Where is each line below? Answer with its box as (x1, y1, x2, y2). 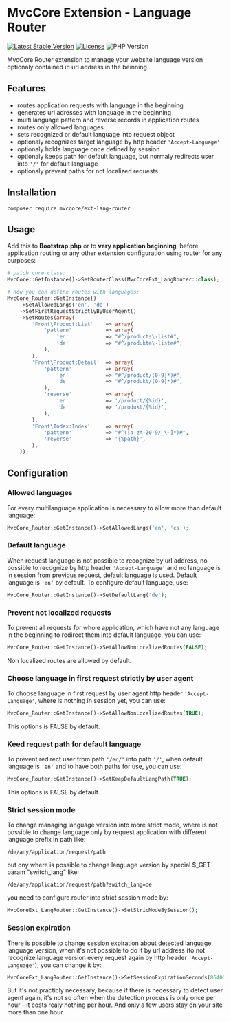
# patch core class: (7, 270, 67, 276)
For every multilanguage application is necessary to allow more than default (7, 503, 222, 512)
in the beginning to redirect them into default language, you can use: (7, 631, 201, 639)
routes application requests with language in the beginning (16, 101, 184, 109)
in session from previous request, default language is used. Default (7, 571, 197, 579)
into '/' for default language (16, 160, 98, 168)
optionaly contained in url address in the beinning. (7, 63, 149, 71)
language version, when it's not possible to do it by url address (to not (7, 946, 206, 954)
